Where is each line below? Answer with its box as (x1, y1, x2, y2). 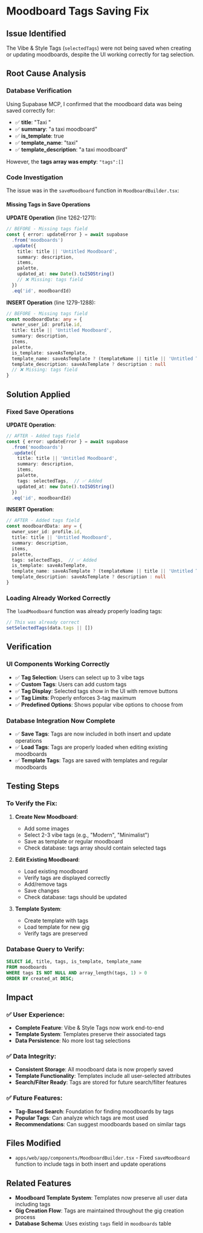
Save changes (24, 886, 60, 894)
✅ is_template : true (14, 132, 65, 139)
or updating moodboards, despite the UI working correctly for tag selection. (6, 51, 195, 58)
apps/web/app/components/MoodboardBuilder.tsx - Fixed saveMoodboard (14, 1154, 190, 1162)
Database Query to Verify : (6, 945, 85, 953)
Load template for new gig (24, 923, 90, 931)
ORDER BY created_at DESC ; (6, 975, 74, 982)
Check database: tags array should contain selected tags (24, 844, 167, 851)
